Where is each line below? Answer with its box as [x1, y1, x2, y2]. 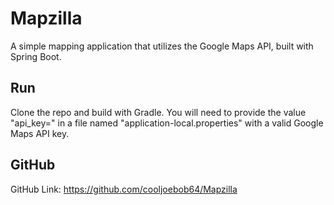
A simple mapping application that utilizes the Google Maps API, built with [10, 40, 314, 52]
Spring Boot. [10, 50, 62, 62]
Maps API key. [10, 127, 70, 139]
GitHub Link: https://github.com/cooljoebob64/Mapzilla [10, 183, 238, 195]
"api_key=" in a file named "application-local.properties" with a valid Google [10, 117, 324, 129]
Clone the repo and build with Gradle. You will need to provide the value [10, 106, 307, 118]
